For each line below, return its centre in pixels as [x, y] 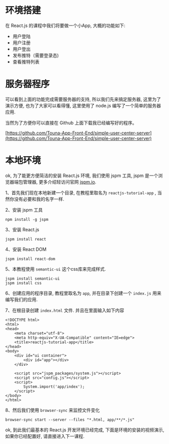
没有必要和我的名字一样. [39, 199]
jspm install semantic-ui [32, 278]
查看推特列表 [26, 62]
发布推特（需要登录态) [36, 55]
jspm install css [24, 283]
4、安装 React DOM [26, 249]
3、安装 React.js [22, 229]
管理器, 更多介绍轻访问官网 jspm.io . [59, 182]
